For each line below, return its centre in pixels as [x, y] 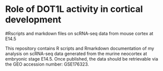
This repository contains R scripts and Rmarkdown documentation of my [80, 48]
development [33, 20]
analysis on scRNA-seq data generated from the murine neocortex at [76, 54]
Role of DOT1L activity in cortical [74, 9]
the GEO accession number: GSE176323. [47, 64]
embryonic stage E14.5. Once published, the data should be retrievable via [82, 59]
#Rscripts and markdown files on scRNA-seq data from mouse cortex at [79, 33]
